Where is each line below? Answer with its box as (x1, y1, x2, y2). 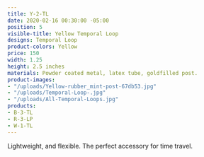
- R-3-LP (7, 115, 33, 122)
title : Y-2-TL (7, 10, 50, 18)
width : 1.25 (7, 57, 42, 64)
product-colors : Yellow (7, 43, 78, 50)
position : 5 (7, 23, 42, 30)
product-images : (7, 76, 55, 83)
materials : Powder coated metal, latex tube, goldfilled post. (7, 69, 198, 76)
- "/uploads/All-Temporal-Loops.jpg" (7, 96, 119, 103)
